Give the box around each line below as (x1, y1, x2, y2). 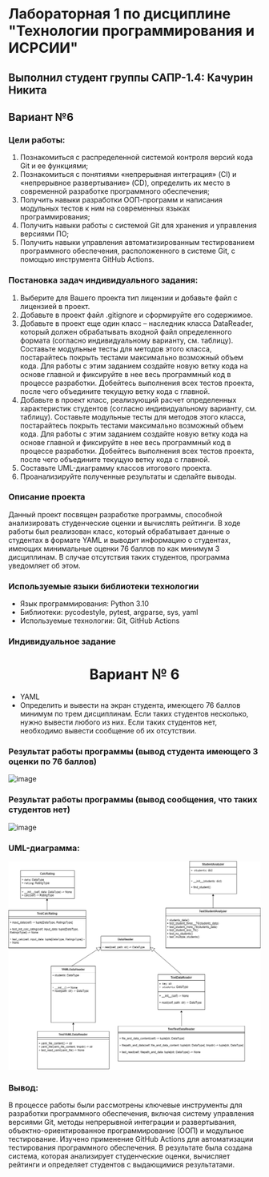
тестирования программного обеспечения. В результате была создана (8, 1143, 252, 1153)
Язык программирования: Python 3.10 (19, 599, 150, 609)
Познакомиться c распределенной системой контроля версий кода (19, 153, 254, 163)
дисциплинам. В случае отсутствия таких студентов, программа (8, 552, 230, 561)
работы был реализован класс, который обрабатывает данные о (8, 526, 231, 536)
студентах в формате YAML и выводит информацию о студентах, (8, 535, 231, 544)
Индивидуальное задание (8, 636, 116, 647)
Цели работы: (8, 134, 66, 145)
